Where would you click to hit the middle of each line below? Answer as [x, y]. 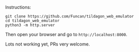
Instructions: [18, 7]
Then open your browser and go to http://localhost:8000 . [66, 34]
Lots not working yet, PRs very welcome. [48, 44]
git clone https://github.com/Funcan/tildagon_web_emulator [70, 16]
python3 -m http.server [30, 25]
